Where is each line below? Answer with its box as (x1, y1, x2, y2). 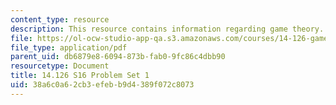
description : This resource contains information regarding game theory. (10, 24, 325, 34)
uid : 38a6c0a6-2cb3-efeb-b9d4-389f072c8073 (10, 80, 195, 90)
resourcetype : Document (10, 61, 110, 71)
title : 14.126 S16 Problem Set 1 (10, 71, 150, 81)
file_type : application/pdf (10, 42, 128, 53)
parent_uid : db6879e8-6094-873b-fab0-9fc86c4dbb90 (10, 52, 226, 62)
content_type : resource (10, 14, 110, 25)
